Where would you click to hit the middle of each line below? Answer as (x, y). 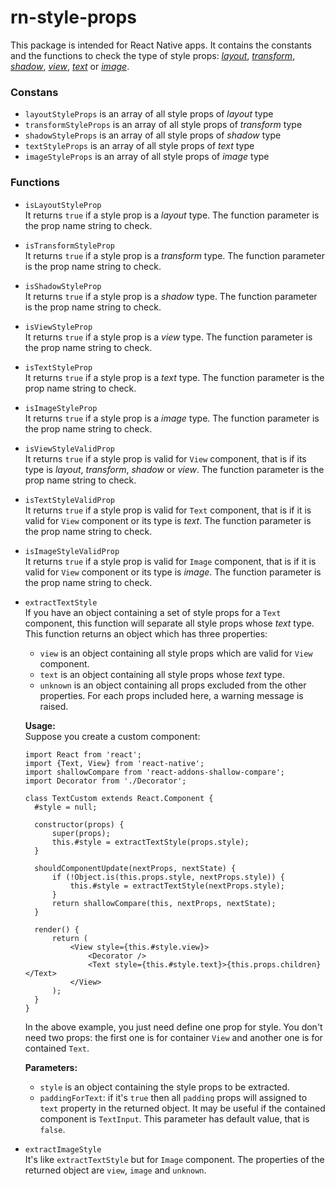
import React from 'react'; (83, 754)
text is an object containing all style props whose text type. (162, 674)
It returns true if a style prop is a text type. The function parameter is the (174, 377)
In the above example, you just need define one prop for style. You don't (173, 1027)
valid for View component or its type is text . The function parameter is (168, 520)
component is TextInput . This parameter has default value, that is (174, 1118)
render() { (57, 929)
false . (52, 1129)
